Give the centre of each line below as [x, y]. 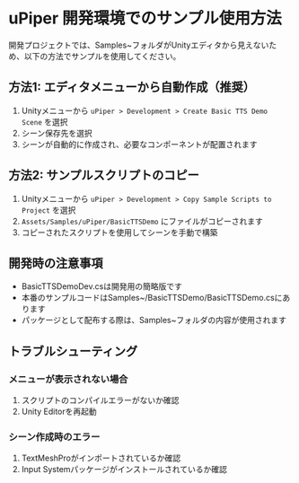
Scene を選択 [44, 121]
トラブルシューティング [73, 351]
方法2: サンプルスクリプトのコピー [104, 176]
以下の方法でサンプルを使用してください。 [102, 56]
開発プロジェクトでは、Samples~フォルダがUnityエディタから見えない [139, 45]
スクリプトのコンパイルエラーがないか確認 [100, 400]
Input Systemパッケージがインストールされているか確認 [124, 470]
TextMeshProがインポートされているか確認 [101, 458]
